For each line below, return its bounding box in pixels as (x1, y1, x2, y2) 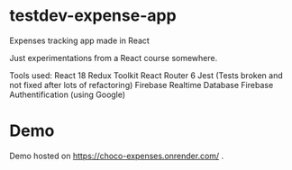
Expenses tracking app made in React (9, 35, 151, 46)
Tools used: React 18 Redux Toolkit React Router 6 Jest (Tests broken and (9, 69, 283, 81)
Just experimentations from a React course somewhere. (9, 52, 218, 63)
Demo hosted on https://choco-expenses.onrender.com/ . (9, 150, 224, 161)
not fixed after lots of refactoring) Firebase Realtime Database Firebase (9, 79, 274, 90)
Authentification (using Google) (9, 89, 126, 100)
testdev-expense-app (9, 5, 178, 26)
